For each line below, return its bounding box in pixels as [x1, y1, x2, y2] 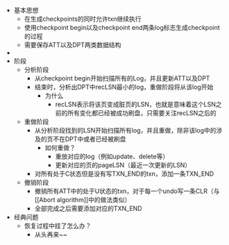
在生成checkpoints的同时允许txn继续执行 [24, 15, 142, 23]
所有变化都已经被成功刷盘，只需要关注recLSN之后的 [67, 109, 217, 117]
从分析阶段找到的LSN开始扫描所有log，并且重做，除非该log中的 [34, 126, 217, 134]
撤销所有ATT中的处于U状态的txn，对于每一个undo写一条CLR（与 [34, 187, 220, 195]
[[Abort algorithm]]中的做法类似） [34, 196, 131, 203]
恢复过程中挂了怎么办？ [24, 221, 92, 230]
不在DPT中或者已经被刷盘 [53, 135, 126, 143]
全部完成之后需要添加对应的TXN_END [34, 204, 142, 212]
